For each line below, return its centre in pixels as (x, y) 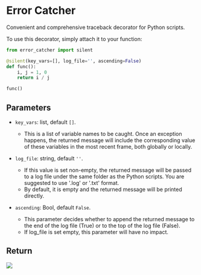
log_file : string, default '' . (49, 158)
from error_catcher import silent (50, 50)
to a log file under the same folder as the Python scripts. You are (104, 176)
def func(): (21, 66)
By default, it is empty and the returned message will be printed (103, 189)
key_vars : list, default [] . (46, 122)
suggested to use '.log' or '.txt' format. (72, 183)
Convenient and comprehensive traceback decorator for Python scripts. (96, 27)
